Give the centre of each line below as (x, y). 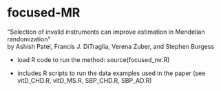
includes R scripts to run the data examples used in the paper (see (111, 73)
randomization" (29, 39)
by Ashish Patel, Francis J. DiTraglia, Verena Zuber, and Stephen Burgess (111, 46)
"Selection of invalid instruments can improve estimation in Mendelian (106, 32)
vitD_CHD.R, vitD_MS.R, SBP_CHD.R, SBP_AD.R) (84, 80)
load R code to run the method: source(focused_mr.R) (93, 59)
